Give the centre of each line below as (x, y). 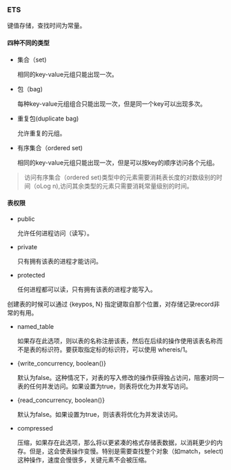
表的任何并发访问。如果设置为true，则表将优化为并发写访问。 (104, 386)
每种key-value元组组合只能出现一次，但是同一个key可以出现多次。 (112, 103)
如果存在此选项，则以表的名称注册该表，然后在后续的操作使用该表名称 (117, 341)
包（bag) (30, 89)
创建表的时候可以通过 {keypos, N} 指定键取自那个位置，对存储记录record (111, 304)
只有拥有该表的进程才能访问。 (59, 261)
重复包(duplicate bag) (48, 118)
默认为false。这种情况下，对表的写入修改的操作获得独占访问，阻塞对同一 (121, 377)
